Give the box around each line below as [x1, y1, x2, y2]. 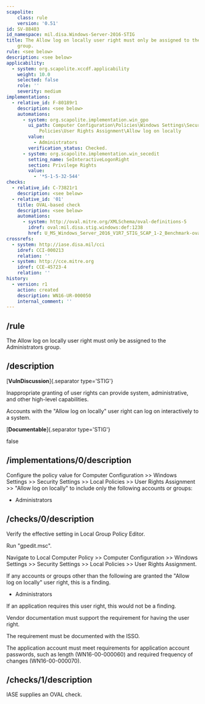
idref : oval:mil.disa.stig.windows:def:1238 [28, 224, 143, 231]
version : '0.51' [17, 20, 59, 26]
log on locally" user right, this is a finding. [6, 578, 111, 586]
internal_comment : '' [17, 298, 72, 304]
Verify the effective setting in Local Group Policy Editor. [6, 530, 145, 537]
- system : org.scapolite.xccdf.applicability [12, 65, 130, 72]
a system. [6, 414, 31, 421]
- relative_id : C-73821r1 [12, 185, 78, 191]
